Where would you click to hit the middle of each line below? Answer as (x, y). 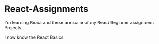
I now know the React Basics (34, 37)
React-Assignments (47, 9)
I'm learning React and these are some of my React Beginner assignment (79, 22)
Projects (13, 27)
